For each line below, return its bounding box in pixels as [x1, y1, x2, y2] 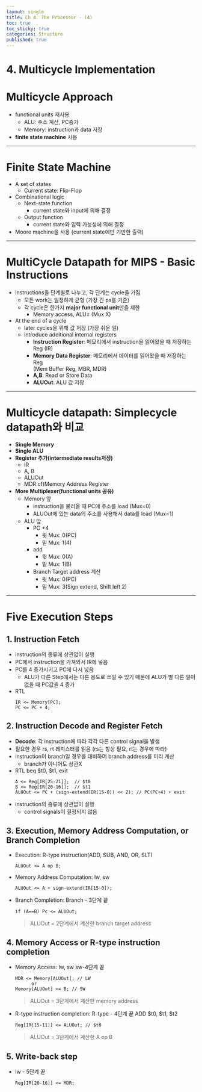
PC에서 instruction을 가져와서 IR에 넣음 [14, 658, 108, 665]
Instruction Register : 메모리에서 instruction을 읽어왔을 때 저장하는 [32, 338, 192, 345]
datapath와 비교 [6, 421, 84, 434]
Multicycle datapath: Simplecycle [6, 406, 177, 420]
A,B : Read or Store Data [32, 371, 93, 379]
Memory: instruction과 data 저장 [23, 126, 103, 133]
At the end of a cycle [14, 317, 67, 324]
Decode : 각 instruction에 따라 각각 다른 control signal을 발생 [14, 737, 161, 745]
